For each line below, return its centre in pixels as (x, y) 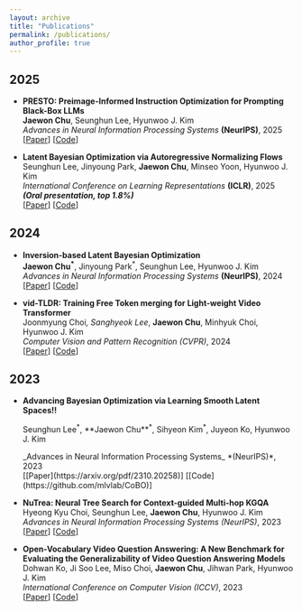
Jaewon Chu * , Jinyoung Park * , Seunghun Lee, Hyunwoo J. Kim (141, 265)
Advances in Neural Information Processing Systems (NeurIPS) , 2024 (152, 275)
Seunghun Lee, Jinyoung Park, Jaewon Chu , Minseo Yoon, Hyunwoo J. (155, 167)
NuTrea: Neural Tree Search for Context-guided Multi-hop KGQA (146, 503)
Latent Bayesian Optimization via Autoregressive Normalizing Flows (152, 157)
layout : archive (40, 18)
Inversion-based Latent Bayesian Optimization (111, 255)
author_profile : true (50, 43)
